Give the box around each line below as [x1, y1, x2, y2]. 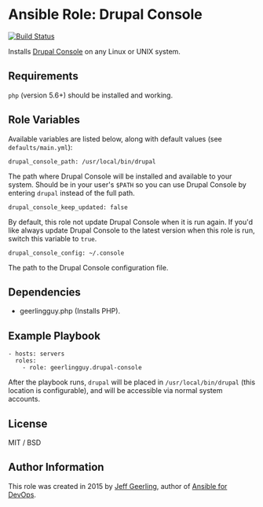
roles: [15, 357, 37, 365]
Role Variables [8, 113, 80, 127]
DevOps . [8, 490, 37, 499]
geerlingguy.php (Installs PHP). [19, 307, 120, 316]
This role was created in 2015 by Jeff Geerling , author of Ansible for [8, 481, 228, 490]
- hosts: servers [8, 350, 65, 358]
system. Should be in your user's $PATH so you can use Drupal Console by [8, 179, 247, 189]
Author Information [8, 461, 104, 474]
